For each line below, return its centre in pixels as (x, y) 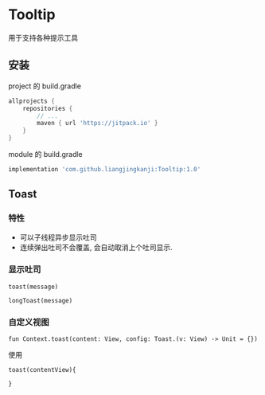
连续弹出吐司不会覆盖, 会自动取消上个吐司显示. (96, 247)
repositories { (48, 108)
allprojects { (32, 101)
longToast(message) (41, 300)
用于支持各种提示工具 (43, 37)
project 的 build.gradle (45, 86)
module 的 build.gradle (46, 154)
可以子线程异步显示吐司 (58, 237)
